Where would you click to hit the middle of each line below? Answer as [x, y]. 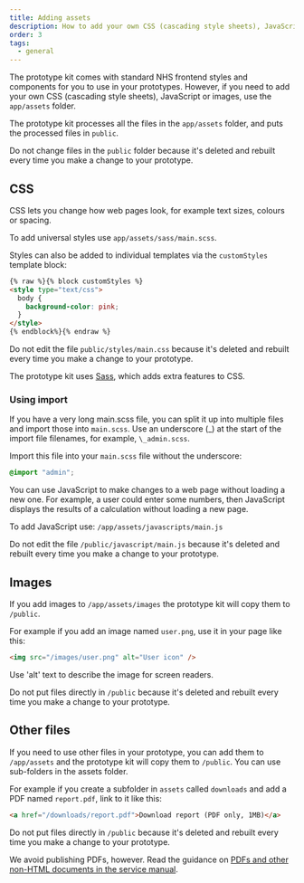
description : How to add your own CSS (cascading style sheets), [135, 26]
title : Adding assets [50, 18]
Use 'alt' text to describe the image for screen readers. [112, 674]
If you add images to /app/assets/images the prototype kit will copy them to [150, 604]
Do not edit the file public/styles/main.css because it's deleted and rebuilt [149, 349]
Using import [38, 399]
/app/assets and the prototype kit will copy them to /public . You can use [145, 762]
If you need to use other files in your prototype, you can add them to [137, 752]
